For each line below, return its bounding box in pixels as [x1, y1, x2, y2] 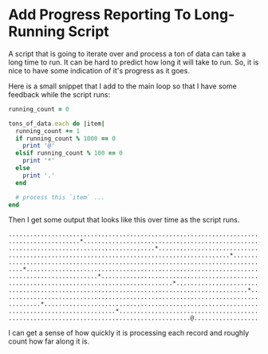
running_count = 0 [8, 105, 69, 113]
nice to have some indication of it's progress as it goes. [8, 65, 190, 75]
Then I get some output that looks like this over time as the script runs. [8, 215, 240, 225]
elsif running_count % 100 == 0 [15, 149, 124, 157]
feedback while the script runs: [8, 89, 110, 99]
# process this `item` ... [15, 193, 105, 201]
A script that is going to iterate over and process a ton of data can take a [8, 49, 246, 58]
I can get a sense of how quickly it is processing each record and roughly [8, 328, 250, 338]
